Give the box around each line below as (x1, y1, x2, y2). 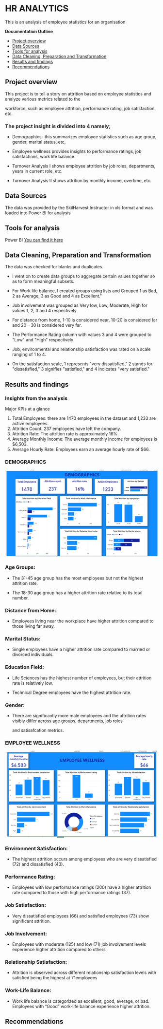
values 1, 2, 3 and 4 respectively (12, 308, 77, 314)
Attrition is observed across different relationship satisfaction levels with (12, 970, 157, 975)
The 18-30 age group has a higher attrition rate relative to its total (12, 590, 143, 596)
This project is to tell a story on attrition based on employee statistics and (5, 91, 152, 96)
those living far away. (12, 623, 55, 629)
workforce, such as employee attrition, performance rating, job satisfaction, (5, 105, 156, 111)
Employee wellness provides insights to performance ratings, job (12, 149, 142, 154)
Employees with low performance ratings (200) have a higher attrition (12, 884, 151, 890)
